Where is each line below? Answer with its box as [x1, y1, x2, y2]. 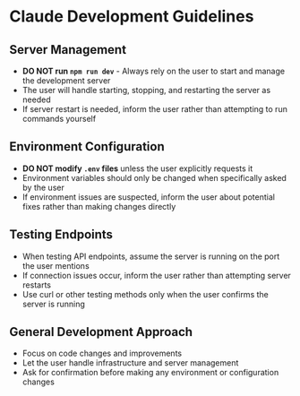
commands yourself [21, 114, 97, 124]
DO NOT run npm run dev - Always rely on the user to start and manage [21, 65, 285, 76]
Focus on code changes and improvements [21, 348, 182, 359]
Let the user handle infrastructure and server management [21, 357, 239, 368]
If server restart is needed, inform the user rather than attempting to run [21, 104, 288, 114]
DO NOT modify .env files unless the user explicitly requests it [21, 163, 253, 174]
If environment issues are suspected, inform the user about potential [21, 191, 276, 202]
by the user [21, 182, 64, 193]
